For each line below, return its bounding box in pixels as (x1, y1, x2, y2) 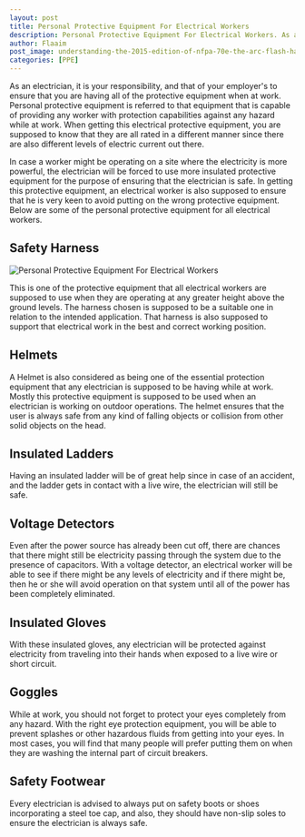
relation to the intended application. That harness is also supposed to (9, 311, 269, 322)
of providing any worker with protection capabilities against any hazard (9, 110, 275, 120)
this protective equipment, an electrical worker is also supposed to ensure (9, 186, 287, 196)
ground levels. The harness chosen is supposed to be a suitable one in (9, 301, 274, 312)
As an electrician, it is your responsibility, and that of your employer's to (9, 81, 278, 91)
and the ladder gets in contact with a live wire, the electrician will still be (9, 479, 279, 491)
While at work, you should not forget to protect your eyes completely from (9, 709, 287, 720)
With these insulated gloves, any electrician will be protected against (9, 639, 266, 650)
